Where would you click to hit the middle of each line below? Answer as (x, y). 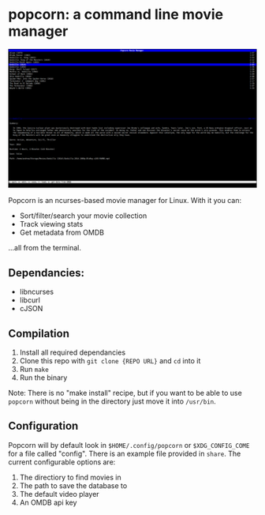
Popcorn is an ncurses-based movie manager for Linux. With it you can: (125, 201)
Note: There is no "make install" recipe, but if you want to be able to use (125, 393)
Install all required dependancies (73, 352)
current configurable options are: (62, 462)
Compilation (39, 333)
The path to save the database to (73, 485)
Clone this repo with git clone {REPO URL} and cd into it (110, 361)
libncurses (36, 292)
